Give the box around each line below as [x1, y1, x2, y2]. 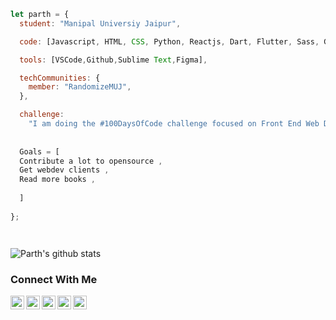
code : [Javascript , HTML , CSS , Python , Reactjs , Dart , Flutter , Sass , [19, 36, 320, 47]
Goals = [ [19, 146, 60, 157]
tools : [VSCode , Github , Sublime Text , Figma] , [19, 55, 208, 65]
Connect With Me [10, 272, 98, 286]
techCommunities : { [19, 73, 101, 83]
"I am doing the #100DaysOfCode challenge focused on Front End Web [28, 119, 320, 129]
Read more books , [19, 175, 97, 185]
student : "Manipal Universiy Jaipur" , [19, 18, 182, 29]
